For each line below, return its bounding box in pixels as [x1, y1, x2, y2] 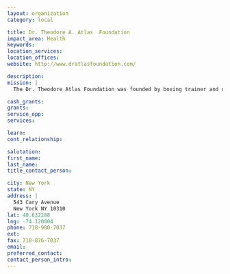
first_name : [7, 155, 41, 162]
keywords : [7, 42, 36, 49]
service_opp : [7, 111, 44, 118]
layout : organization [7, 10, 69, 17]
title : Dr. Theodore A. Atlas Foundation [7, 29, 130, 36]
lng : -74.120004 [7, 218, 53, 225]
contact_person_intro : [7, 256, 72, 263]
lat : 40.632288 [7, 212, 51, 219]
